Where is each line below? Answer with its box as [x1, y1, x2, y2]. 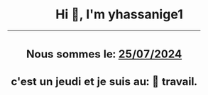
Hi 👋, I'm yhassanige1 [55, 6, 183, 23]
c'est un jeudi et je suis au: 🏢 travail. [11, 74, 197, 89]
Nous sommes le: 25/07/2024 [26, 47, 182, 61]
